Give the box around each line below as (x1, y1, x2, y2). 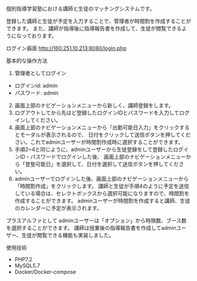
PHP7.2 (14, 256, 32, 263)
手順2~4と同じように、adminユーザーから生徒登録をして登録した (14, 146, 173, 153)
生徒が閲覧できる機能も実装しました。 (21, 232, 115, 239)
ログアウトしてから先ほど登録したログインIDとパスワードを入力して (14, 109, 179, 116)
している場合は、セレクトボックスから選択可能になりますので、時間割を (14, 190, 190, 197)
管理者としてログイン (14, 70, 66, 76)
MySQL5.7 (14, 262, 40, 269)
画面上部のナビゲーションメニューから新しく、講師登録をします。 (14, 102, 174, 109)
